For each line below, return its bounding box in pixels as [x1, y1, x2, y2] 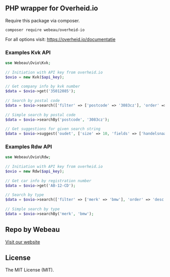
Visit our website [5, 238, 40, 245]
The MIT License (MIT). [5, 267, 54, 273]
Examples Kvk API [5, 49, 51, 56]
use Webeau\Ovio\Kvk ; [5, 60, 51, 65]
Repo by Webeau [5, 225, 60, 234]
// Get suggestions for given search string [5, 126, 101, 131]
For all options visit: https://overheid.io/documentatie [5, 36, 116, 42]
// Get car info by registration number [5, 178, 92, 183]
